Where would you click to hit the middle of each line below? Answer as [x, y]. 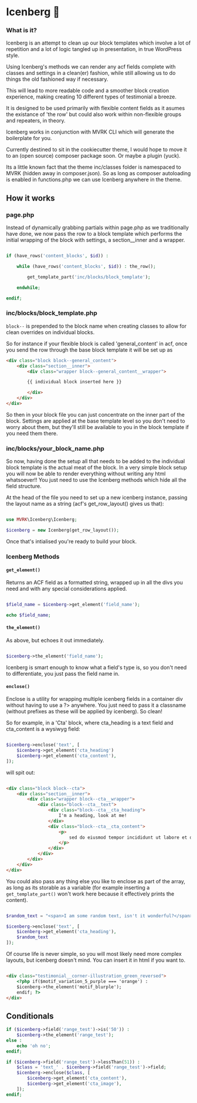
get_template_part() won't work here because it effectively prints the [90, 894]
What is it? [21, 30]
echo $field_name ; [28, 615]
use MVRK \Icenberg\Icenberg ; [42, 520]
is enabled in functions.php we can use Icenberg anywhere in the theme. [94, 180]
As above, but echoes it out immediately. [55, 641]
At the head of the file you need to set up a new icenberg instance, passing [97, 498]
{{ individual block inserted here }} [74, 382]
